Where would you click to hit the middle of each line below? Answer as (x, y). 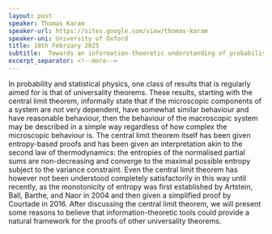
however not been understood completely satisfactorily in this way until (127, 178)
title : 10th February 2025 (54, 46)
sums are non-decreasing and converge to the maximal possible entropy (130, 161)
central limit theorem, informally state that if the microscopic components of (135, 101)
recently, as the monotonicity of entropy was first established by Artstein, (131, 186)
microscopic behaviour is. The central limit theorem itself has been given (130, 135)
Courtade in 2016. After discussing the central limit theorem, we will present (135, 203)
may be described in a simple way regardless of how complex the (118, 127)
